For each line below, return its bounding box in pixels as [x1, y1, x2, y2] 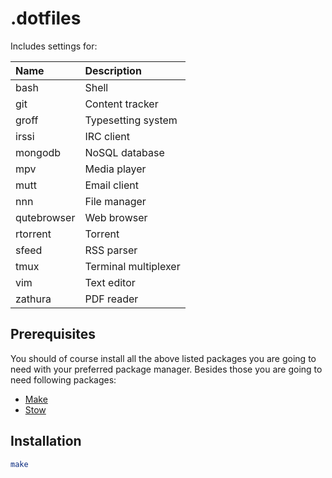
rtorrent [15, 227, 52, 241]
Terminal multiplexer [84, 259, 181, 273]
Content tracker [84, 97, 159, 111]
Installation [10, 433, 82, 450]
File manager [84, 194, 147, 208]
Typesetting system [84, 113, 178, 127]
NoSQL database [84, 145, 165, 159]
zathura [15, 292, 52, 306]
